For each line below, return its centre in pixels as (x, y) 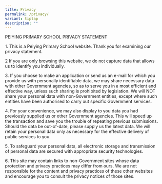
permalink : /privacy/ (27, 14)
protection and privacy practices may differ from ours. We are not (71, 166)
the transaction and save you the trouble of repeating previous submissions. (81, 121)
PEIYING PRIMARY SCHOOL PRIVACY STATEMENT (56, 37)
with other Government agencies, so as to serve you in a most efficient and (81, 86)
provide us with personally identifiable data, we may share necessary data (80, 81)
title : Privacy (20, 9)
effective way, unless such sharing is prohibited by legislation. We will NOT (80, 91)
